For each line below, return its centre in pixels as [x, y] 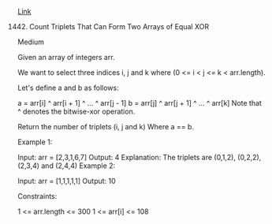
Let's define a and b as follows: [68, 88]
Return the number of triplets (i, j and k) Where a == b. [106, 127]
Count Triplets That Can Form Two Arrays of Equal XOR [119, 26]
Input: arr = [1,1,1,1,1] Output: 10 [67, 181]
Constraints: [37, 196]
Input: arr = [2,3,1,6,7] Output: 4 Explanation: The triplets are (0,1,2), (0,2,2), [140, 157]
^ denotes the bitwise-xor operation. [76, 111]
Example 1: [35, 142]
